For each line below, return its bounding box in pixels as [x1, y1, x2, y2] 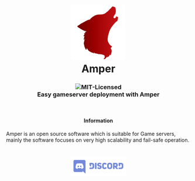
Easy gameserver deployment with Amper [37, 90, 160, 98]
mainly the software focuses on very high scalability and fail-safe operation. [6, 136, 189, 144]
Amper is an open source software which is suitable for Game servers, [6, 130, 176, 137]
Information [84, 117, 113, 124]
